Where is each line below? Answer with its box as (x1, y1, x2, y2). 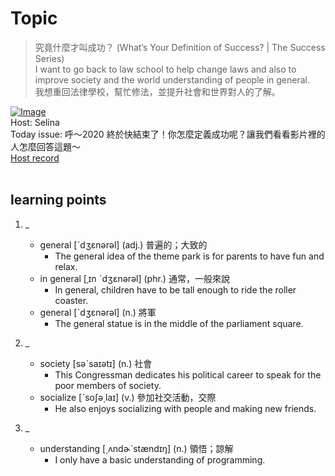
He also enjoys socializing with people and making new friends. (54, 402, 317, 414)
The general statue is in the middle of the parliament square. (54, 317, 304, 329)
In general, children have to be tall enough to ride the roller (54, 283, 297, 296)
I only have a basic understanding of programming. (54, 453, 266, 466)
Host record (10, 152, 60, 164)
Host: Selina (10, 116, 60, 128)
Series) (34, 52, 65, 64)
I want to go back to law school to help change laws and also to (34, 63, 297, 75)
